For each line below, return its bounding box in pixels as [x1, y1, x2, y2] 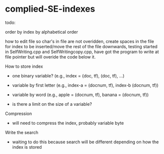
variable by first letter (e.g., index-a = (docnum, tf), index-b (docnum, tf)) [12, 82, 159, 88]
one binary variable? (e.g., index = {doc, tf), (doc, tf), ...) [12, 73, 124, 78]
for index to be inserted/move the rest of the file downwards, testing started [5, 43, 158, 49]
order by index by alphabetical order [5, 29, 78, 35]
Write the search [5, 129, 39, 135]
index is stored [12, 144, 42, 150]
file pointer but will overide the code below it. [5, 54, 96, 59]
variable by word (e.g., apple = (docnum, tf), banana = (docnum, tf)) [12, 92, 149, 97]
